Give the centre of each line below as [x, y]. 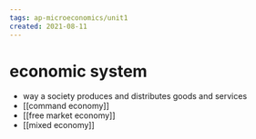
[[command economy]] [66, 106]
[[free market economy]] [69, 115]
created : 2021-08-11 [49, 26]
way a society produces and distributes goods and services [135, 96]
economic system [78, 71]
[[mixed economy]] [59, 125]
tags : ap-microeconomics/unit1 [69, 18]
